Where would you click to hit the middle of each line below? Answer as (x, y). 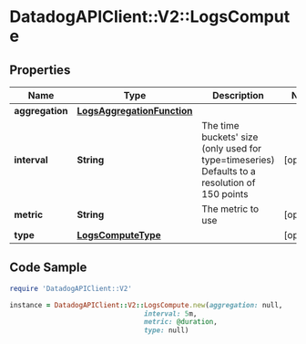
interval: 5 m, (171, 313)
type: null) (167, 330)
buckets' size (230, 137)
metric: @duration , (181, 322)
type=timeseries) (238, 160)
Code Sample (48, 268)
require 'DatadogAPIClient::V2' (71, 288)
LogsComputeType (119, 235)
